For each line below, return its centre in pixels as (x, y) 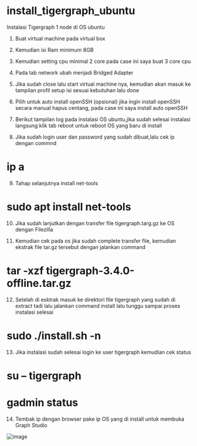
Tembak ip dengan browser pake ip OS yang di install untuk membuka (100, 419)
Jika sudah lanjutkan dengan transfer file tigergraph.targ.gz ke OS (95, 223)
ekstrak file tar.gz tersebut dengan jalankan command (80, 247)
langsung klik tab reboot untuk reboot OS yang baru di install (89, 125)
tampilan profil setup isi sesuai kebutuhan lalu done (77, 90)
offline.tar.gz (39, 283)
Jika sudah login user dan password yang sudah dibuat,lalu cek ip (95, 137)
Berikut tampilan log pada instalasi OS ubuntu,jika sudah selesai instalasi (103, 119)
